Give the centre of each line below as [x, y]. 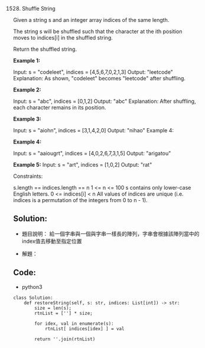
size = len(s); [53, 308]
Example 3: [27, 119]
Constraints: [28, 176]
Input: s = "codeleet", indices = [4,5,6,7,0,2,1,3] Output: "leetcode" [93, 72]
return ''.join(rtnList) [65, 339]
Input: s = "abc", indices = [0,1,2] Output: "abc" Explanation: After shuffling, [105, 101]
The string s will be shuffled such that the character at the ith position [98, 31]
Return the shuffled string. [45, 49]
